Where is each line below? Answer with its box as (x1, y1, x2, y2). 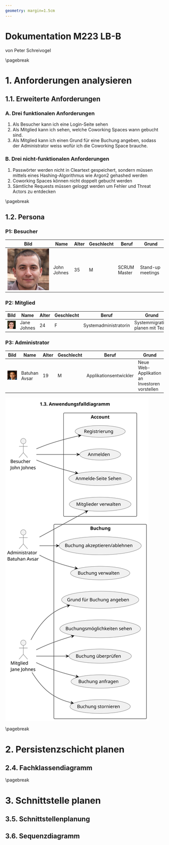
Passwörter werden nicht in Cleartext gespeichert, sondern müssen (12, 167, 153, 173)
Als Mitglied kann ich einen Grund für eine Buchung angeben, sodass (12, 137, 156, 143)
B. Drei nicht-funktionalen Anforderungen (5, 156, 110, 163)
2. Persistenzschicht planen (5, 743, 125, 755)
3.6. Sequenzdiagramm (5, 832, 80, 840)
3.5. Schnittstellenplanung (5, 815, 91, 823)
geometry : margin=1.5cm (5, 8, 55, 13)
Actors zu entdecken (12, 188, 56, 194)
